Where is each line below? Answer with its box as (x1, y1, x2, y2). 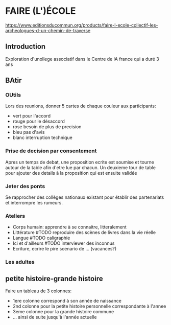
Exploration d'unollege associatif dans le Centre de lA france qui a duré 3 (5, 56, 159, 62)
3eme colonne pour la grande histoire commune (12, 309, 114, 315)
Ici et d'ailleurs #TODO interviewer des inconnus (12, 240, 115, 246)
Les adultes (5, 259, 35, 266)
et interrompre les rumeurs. (5, 200, 63, 206)
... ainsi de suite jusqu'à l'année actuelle (12, 314, 97, 320)
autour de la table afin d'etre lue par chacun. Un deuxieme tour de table (5, 164, 156, 171)
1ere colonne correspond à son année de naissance (12, 298, 121, 304)
